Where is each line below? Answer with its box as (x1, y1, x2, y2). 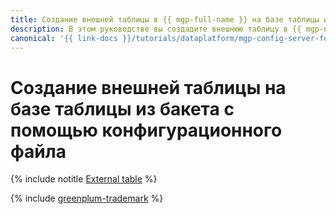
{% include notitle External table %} (10, 173, 158, 185)
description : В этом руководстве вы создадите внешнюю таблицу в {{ (10, 24, 302, 34)
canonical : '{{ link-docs (10, 33, 118, 43)
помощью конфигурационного (10, 119, 283, 141)
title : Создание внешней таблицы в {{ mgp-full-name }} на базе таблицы (10, 14, 320, 25)
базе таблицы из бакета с (10, 97, 235, 120)
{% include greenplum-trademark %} (10, 192, 164, 205)
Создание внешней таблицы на (10, 76, 287, 99)
